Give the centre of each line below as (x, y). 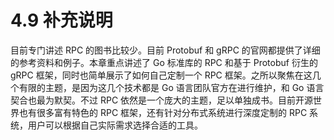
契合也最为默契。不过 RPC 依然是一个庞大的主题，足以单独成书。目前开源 (162, 100)
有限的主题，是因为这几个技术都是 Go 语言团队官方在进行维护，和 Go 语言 (171, 87)
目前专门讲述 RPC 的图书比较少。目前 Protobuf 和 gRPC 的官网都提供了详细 (165, 50)
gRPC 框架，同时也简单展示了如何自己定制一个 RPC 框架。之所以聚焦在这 (161, 75)
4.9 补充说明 (61, 20)
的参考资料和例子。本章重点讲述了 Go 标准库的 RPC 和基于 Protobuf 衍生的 (164, 62)
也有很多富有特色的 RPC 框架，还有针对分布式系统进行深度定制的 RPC (163, 112)
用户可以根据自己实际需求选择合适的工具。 (115, 125)
